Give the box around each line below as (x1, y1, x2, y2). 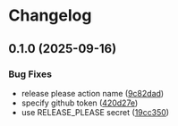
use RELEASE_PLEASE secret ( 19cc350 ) (21, 106, 170, 117)
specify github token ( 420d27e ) (21, 97, 139, 108)
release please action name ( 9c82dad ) (21, 88, 165, 98)
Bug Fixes (8, 68, 53, 80)
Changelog (8, 5, 92, 26)
